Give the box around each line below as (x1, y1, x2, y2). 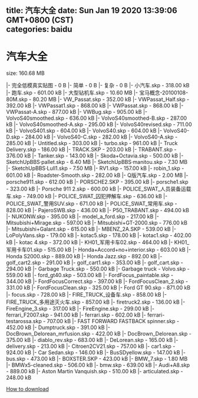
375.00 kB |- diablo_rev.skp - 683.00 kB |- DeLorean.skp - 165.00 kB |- (6, 337, 179, 344)
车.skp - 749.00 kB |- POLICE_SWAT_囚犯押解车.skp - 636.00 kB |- (6, 193, 168, 200)
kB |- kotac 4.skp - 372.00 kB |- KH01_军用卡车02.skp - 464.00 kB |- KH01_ (6, 239, 190, 246)
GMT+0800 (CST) (6, 15, 74, 25)
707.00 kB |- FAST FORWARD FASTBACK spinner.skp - (47, 318, 180, 325)
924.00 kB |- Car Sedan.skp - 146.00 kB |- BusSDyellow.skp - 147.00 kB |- (6, 349, 186, 356)
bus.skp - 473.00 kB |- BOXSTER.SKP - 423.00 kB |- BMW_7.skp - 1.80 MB (6, 356, 188, 363)
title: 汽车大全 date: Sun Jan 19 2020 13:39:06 (6, 5, 178, 16)
